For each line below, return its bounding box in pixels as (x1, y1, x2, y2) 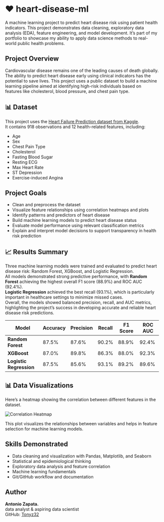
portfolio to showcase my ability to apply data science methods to (5, 35, 138, 41)
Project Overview (5, 55, 59, 63)
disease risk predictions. (5, 310, 55, 316)
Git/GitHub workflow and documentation (12, 474, 94, 479)
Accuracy (42, 325, 66, 331)
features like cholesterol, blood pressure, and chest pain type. (5, 88, 130, 94)
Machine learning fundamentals (12, 468, 76, 475)
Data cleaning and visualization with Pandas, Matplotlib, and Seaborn (12, 453, 151, 459)
